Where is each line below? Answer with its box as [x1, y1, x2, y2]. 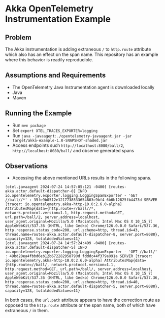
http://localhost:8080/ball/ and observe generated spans [12, 147, 134, 153]
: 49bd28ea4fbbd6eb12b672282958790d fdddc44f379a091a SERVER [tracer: [5, 254, 153, 259]
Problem [5, 33, 32, 42]
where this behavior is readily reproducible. [5, 57, 93, 62]
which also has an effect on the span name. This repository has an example [5, 51, 159, 57]
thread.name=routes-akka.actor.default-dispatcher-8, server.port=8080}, [5, 232, 160, 237]
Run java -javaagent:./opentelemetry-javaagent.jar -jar [12, 133, 132, 138]
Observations [5, 162, 48, 171]
